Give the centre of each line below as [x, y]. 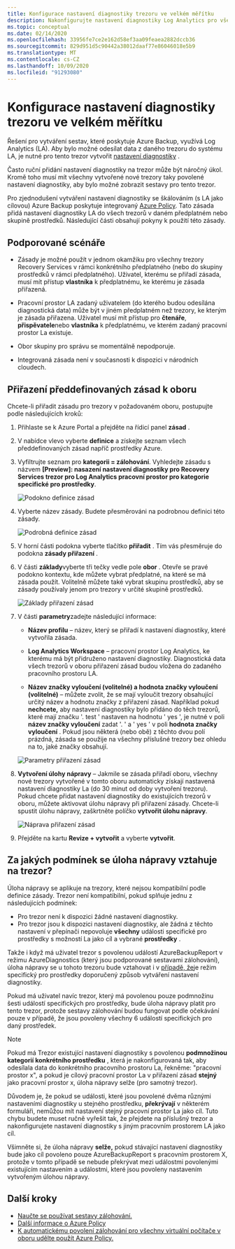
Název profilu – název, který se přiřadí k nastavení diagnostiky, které [127, 630]
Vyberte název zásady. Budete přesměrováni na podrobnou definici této [121, 512]
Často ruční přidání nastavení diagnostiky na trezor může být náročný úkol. [115, 170]
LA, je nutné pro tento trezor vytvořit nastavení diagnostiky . [94, 156]
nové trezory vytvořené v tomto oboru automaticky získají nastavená [116, 782]
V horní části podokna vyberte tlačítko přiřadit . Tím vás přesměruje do [120, 546]
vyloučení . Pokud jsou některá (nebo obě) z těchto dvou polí [116, 732]
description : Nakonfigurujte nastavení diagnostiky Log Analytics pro [112, 20]
